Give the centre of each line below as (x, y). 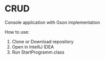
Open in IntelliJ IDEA (33, 47)
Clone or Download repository (43, 41)
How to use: (17, 32)
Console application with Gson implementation (52, 22)
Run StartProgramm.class (38, 52)
